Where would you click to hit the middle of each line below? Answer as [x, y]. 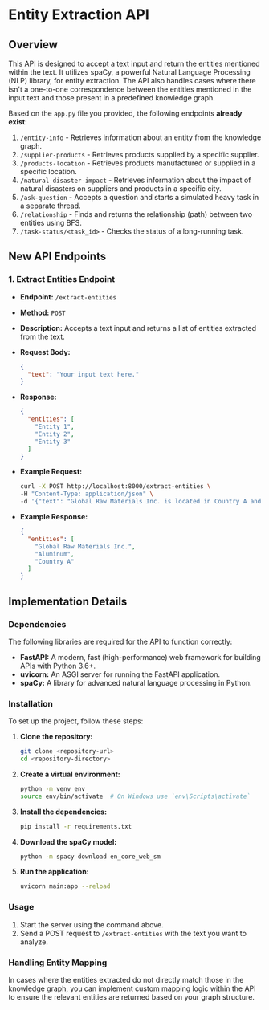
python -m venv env [53, 788]
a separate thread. [51, 206]
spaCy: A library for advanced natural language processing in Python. [136, 682]
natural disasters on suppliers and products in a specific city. [121, 189]
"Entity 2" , [55, 434]
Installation [31, 703]
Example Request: [51, 472]
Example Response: [54, 517]
